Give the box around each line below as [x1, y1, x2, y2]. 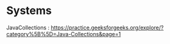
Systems [6, 4, 52, 18]
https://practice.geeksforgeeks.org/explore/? [51, 24, 164, 31]
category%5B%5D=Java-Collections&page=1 [6, 30, 121, 37]
